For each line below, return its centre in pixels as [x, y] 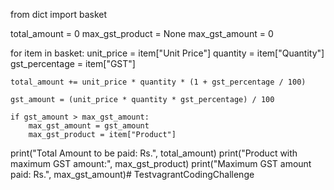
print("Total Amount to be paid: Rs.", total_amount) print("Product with [154, 153]
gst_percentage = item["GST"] [73, 63]
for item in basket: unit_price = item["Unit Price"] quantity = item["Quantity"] [167, 53]
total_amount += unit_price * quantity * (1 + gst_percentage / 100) [158, 82]
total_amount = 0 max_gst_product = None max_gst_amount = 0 [142, 33]
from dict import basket [58, 14]
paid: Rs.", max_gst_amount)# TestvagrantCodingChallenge [132, 174]
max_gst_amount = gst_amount [89, 126]
